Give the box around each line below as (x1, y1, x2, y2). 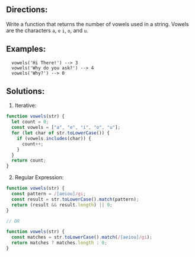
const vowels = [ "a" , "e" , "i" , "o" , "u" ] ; (11, 125, 121, 131)
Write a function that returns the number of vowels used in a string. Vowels (6, 20, 189, 27)
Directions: (6, 5, 48, 15)
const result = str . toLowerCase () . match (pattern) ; (11, 196, 139, 202)
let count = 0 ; (11, 119, 49, 125)
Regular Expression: (14, 174, 64, 181)
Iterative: (14, 102, 37, 109)
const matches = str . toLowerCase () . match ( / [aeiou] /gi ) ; (11, 234, 152, 240)
